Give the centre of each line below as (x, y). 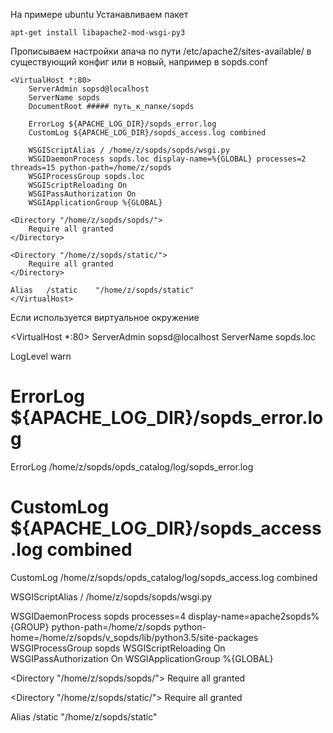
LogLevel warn (41, 356)
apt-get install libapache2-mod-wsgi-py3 (98, 33)
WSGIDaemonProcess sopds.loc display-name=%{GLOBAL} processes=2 (167, 159)
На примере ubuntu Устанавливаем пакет (99, 14)
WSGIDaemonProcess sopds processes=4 (98, 616)
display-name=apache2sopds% (254, 616)
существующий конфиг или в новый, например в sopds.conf (139, 62)
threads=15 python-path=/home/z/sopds (91, 168)
